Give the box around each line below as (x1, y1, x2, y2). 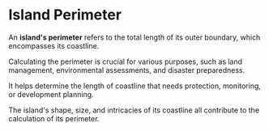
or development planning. (8, 89, 95, 99)
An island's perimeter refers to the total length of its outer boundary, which (8, 32, 261, 42)
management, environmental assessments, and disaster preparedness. (8, 65, 246, 74)
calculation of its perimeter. (8, 113, 100, 123)
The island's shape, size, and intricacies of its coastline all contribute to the (8, 105, 260, 115)
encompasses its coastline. (8, 40, 100, 50)
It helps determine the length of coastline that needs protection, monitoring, (8, 81, 262, 91)
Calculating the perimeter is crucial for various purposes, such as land (8, 57, 243, 66)
